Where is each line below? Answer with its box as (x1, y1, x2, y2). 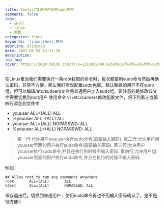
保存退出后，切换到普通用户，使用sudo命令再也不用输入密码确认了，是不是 (5, 192, 157, 199)
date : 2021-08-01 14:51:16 (5, 48, 60, 53)
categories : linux (5, 35, 43, 40)
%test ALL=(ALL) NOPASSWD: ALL (5, 183, 93, 188)
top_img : (5, 57, 23, 62)
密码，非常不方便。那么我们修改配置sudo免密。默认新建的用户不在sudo (9, 82, 155, 88)
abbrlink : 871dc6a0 (5, 44, 45, 49)
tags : (5, 16, 16, 21)
